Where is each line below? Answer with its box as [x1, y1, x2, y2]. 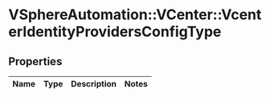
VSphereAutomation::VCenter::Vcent [8, 6, 262, 24]
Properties [8, 55, 63, 68]
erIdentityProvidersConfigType [8, 22, 222, 41]
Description [71, 79, 117, 89]
